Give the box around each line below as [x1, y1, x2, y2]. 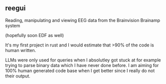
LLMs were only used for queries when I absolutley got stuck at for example [5, 57, 161, 63]
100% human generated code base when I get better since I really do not [5, 67, 155, 73]
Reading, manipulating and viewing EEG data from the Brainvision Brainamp [5, 17, 161, 23]
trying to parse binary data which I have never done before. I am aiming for [5, 62, 159, 68]
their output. [5, 72, 31, 79]
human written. [5, 47, 36, 53]
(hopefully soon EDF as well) [5, 32, 64, 38]
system [5, 22, 20, 28]
